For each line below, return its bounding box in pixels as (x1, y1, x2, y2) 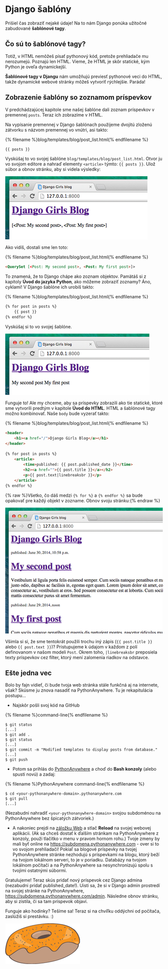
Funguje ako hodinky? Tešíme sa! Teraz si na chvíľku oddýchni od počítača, (5, 908, 161, 914)
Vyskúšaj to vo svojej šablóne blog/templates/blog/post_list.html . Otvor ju (5, 156, 162, 162)
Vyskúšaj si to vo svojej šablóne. (5, 323, 72, 329)
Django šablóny (5, 3, 71, 15)
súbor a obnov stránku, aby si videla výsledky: (5, 166, 101, 172)
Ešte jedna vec (5, 669, 52, 677)
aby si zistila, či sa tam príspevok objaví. (5, 899, 88, 905)
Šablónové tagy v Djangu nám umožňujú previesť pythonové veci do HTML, (5, 73, 162, 79)
